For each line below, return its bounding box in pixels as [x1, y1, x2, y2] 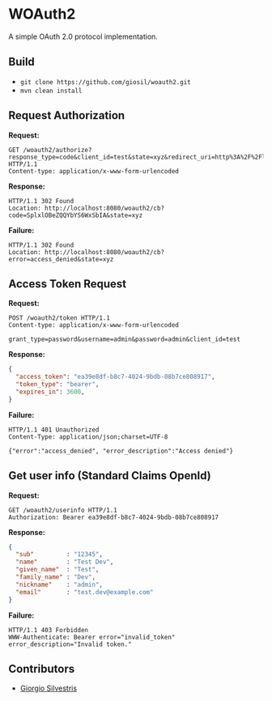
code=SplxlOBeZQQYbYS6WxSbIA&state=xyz [8, 211, 143, 219]
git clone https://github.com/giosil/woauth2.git [19, 78, 192, 86]
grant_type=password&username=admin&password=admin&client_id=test [8, 335, 241, 344]
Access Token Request [8, 277, 127, 291]
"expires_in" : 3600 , [15, 388, 85, 396]
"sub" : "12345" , [15, 550, 104, 559]
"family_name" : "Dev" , [15, 573, 96, 581]
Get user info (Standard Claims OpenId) [8, 469, 212, 482]
